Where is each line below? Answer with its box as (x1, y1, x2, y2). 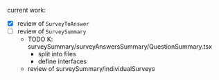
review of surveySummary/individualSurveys (27, 65, 155, 73)
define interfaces (37, 57, 87, 65)
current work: (7, 6, 46, 14)
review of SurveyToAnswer (17, 19, 90, 27)
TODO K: (27, 35, 53, 44)
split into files (37, 50, 76, 58)
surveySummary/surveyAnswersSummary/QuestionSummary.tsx (27, 42, 213, 51)
